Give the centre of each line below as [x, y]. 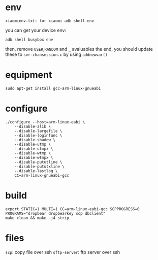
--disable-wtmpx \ [34, 157]
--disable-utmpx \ [34, 149]
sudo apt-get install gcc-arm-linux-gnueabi [53, 88]
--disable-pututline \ [38, 162]
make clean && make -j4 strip [37, 218]
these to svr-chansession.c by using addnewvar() [56, 54]
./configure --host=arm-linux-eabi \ [45, 122]
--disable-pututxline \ [40, 167]
